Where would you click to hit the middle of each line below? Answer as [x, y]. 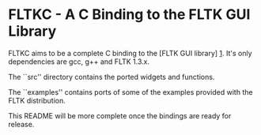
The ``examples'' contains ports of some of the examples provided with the [130, 92]
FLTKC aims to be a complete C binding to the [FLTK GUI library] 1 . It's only [130, 53]
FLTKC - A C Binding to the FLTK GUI [129, 15]
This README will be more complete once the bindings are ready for [120, 115]
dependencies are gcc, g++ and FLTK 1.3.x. [79, 62]
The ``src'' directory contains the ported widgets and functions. [112, 77]
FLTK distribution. [37, 100]
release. [21, 124]
